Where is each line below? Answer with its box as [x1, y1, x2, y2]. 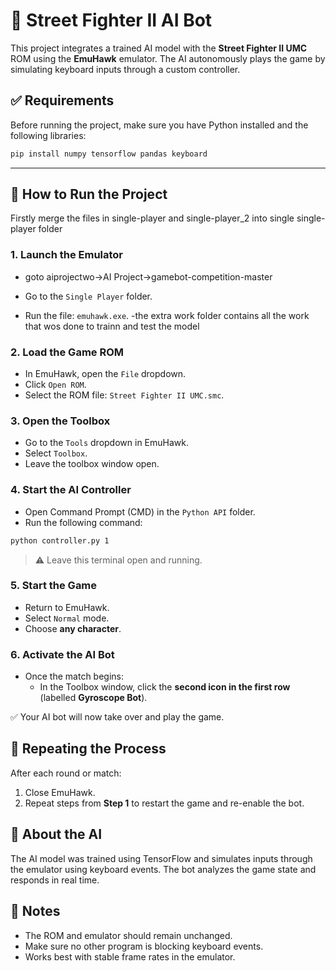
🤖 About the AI [10, 826, 103, 843]
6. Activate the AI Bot [10, 647, 115, 661]
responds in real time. [10, 874, 100, 886]
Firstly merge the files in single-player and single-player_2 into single [10, 212, 295, 224]
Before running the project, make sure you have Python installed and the [10, 119, 309, 131]
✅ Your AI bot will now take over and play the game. [10, 711, 225, 723]
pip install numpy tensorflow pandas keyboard [10, 149, 208, 159]
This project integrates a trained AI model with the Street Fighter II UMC [10, 42, 308, 54]
